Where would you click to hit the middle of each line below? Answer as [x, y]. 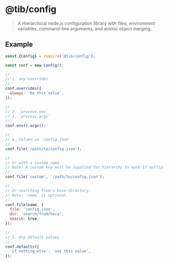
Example [19, 45]
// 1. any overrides [27, 79]
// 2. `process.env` [27, 112]
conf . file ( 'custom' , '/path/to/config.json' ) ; [55, 177]
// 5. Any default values [32, 237]
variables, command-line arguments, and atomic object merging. [84, 28]
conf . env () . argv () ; [26, 126]
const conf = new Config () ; [35, 65]
